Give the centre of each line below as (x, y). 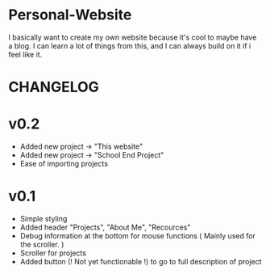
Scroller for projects (53, 253)
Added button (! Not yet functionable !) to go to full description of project (141, 261)
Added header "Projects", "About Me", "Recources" (105, 227)
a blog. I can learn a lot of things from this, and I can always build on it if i (130, 45)
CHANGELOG (54, 87)
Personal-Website (70, 15)
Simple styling (44, 219)
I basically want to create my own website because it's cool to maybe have (133, 37)
